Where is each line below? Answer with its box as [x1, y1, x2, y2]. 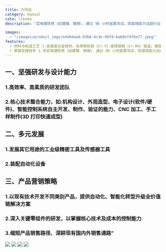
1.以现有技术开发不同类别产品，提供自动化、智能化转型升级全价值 [5, 193, 161, 200]
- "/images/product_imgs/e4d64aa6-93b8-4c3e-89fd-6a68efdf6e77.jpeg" [9, 35, 156, 40]
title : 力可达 [5, 7, 32, 12]
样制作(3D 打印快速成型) [5, 113, 63, 120]
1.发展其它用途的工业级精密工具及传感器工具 [5, 146, 110, 153]
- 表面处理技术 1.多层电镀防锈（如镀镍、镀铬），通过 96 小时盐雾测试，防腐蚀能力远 [9, 48, 160, 53]
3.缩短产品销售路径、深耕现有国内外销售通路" [5, 230, 114, 237]
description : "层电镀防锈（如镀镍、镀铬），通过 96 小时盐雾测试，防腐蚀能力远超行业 [5, 21, 161, 26]
